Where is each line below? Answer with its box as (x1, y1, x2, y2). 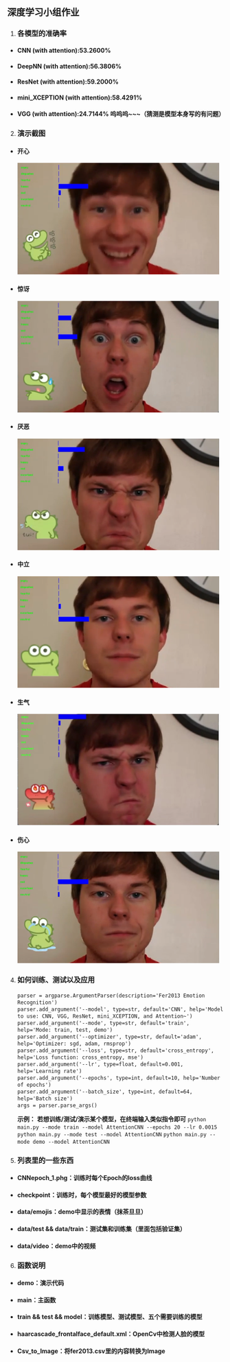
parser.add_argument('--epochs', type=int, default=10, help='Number (16, 1075, 221, 1081)
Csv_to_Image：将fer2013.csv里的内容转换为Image (16, 1347, 166, 1355)
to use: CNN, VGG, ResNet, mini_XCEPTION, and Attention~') (16, 1013, 193, 1020)
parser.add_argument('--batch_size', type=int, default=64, (16, 1088, 193, 1095)
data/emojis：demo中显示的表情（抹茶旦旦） (16, 1208, 148, 1216)
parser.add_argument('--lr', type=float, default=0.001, (16, 1061, 184, 1068)
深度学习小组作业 (7, 6, 80, 19)
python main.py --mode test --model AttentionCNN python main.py (16, 1131, 207, 1138)
